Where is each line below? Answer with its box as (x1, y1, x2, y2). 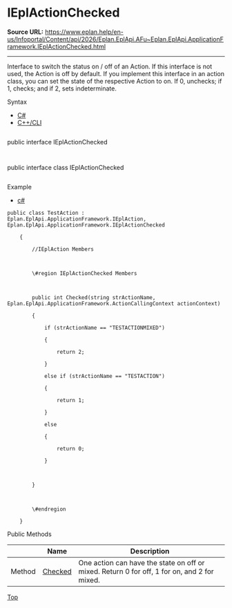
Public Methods (7, 530, 52, 538)
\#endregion (32, 506, 67, 513)
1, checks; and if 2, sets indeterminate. (7, 84, 117, 93)
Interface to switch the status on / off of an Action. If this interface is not (7, 62, 213, 70)
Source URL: (7, 28, 43, 36)
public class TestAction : (7, 209, 85, 216)
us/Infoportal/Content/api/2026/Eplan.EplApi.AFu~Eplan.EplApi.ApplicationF (7, 35, 224, 43)
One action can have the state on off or (78, 558, 205, 567)
